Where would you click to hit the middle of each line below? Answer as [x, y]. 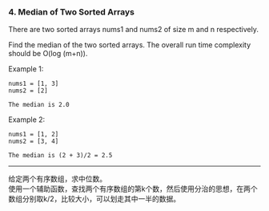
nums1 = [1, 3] [34, 84]
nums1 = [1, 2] [34, 135]
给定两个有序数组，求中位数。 [57, 179]
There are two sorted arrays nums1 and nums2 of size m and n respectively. [133, 30]
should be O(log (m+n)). [48, 54]
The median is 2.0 [39, 105]
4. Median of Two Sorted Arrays [71, 12]
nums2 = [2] [28, 91]
